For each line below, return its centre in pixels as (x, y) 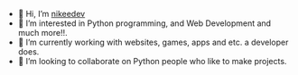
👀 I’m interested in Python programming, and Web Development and (144, 23)
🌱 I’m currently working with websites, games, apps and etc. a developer (153, 42)
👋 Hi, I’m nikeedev (51, 14)
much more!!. (42, 33)
